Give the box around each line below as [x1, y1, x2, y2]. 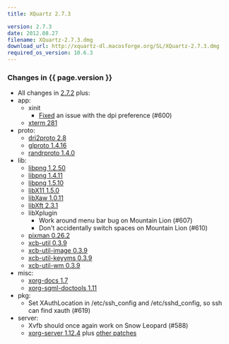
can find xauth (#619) [28, 307, 90, 315]
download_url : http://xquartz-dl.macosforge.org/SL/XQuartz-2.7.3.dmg [7, 43, 220, 50]
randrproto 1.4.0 [28, 149, 76, 158]
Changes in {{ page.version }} [7, 72, 113, 82]
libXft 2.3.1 [28, 201, 59, 210]
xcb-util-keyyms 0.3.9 [28, 254, 93, 262]
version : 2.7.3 [7, 23, 52, 30]
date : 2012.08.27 [7, 30, 59, 37]
